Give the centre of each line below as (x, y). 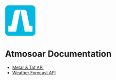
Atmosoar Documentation (58, 54)
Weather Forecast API (34, 72)
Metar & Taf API (28, 67)
